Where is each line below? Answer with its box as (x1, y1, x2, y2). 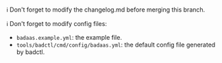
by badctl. (16, 48, 45, 56)
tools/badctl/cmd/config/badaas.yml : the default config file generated (16, 40, 216, 49)
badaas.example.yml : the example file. (16, 34, 123, 41)
